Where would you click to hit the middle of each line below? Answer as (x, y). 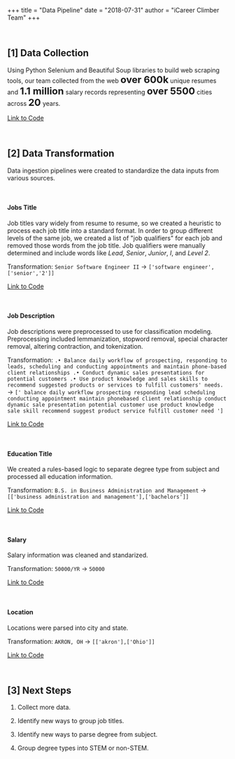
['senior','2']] (31, 273)
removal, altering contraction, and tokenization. (75, 347)
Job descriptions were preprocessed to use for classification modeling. (110, 332)
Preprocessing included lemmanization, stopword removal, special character (117, 339)
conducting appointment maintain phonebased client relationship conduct (117, 399)
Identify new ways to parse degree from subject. (87, 734)
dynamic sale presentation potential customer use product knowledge (111, 405)
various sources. (31, 177)
